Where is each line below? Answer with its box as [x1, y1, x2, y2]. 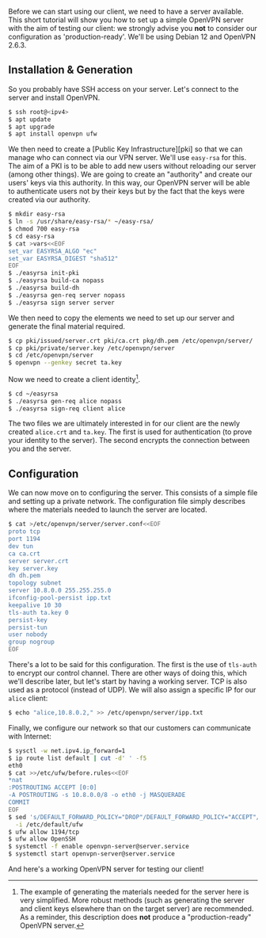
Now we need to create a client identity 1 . [8, 373, 141, 383]
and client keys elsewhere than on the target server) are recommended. [19, 904, 254, 913]
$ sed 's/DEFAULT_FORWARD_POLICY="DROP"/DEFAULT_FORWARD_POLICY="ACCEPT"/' [8, 813, 264, 821]
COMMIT [8, 799, 30, 806]
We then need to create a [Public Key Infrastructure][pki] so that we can [8, 144, 243, 154]
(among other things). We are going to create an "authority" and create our [8, 170, 253, 179]
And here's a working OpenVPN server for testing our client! [8, 864, 204, 874]
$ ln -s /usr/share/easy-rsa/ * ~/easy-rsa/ [8, 218, 154, 226]
